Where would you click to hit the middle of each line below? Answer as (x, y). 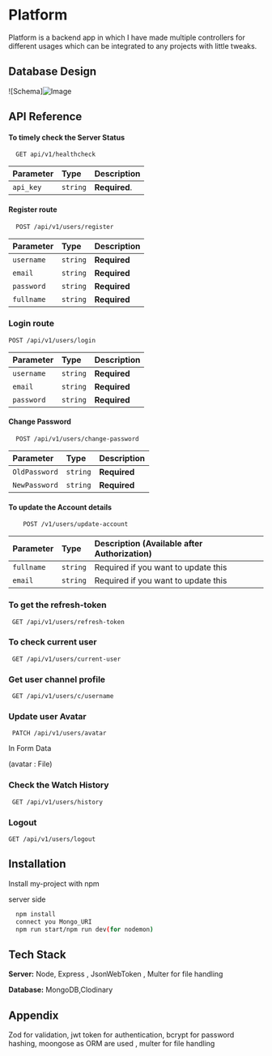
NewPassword (36, 485)
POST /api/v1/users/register (65, 226)
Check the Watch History (59, 785)
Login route (32, 324)
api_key (27, 187)
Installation (37, 864)
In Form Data (30, 748)
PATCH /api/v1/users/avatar (59, 733)
